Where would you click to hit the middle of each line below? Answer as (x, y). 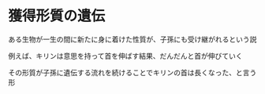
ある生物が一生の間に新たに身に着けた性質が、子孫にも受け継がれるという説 (132, 39)
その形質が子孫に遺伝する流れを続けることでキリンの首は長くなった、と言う (132, 72)
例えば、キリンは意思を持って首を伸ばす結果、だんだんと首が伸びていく (125, 56)
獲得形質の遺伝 (57, 16)
